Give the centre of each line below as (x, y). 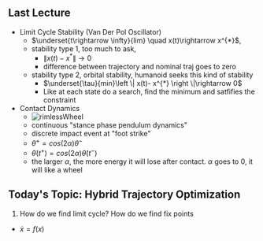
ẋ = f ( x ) (32, 228)
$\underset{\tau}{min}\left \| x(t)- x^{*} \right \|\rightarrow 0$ (143, 83)
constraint (59, 100)
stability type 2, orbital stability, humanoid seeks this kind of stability (142, 75)
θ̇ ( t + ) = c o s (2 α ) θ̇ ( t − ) (64, 152)
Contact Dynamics (50, 109)
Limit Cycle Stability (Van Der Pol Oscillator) (91, 32)
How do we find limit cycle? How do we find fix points (107, 213)
